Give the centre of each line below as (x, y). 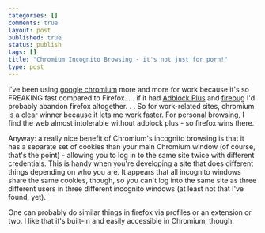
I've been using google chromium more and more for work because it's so (129, 89)
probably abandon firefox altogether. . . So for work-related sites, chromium (131, 106)
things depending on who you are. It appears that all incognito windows (125, 171)
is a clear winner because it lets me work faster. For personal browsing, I (127, 115)
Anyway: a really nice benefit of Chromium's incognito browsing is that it (127, 138)
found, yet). (27, 197)
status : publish (35, 45)
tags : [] (23, 52)
